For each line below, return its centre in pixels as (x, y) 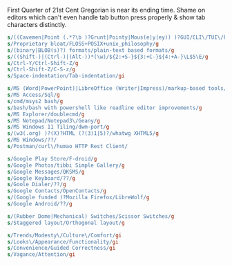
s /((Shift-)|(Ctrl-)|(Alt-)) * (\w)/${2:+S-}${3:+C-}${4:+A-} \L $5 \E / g (108, 57)
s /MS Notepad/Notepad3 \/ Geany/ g (54, 120)
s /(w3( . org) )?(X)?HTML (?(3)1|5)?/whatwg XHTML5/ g (83, 134)
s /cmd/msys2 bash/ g (35, 101)
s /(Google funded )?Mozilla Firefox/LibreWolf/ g (78, 198)
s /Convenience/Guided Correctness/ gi (61, 248)
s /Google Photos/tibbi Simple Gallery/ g (66, 165)
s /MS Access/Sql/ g (33, 95)
